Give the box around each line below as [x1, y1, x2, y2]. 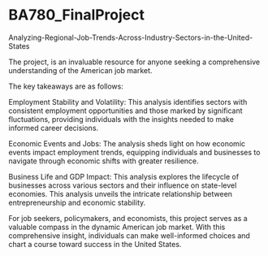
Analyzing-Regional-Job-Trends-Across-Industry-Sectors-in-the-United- [8, 33, 253, 42]
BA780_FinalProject [8, 6, 145, 24]
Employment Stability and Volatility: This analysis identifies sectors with [8, 97, 248, 106]
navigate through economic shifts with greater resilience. [8, 156, 199, 166]
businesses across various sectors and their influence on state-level [8, 180, 237, 190]
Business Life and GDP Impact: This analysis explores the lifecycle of [8, 171, 240, 181]
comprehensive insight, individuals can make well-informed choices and [8, 230, 250, 241]
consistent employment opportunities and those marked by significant [8, 106, 243, 115]
